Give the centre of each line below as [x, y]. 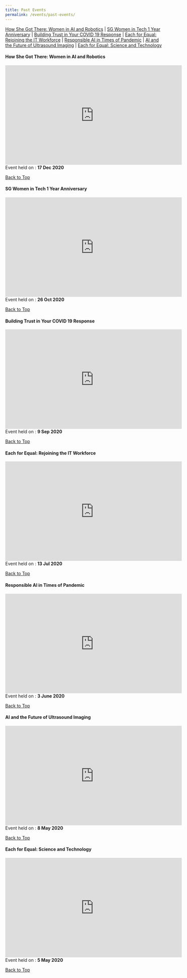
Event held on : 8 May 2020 [34, 828]
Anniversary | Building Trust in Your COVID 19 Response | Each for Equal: [81, 34]
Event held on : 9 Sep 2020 [34, 432]
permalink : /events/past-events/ [40, 15]
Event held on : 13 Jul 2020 [34, 564]
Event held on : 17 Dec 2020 [35, 167]
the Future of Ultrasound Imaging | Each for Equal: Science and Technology [84, 45]
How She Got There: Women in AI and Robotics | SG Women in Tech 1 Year [83, 29]
